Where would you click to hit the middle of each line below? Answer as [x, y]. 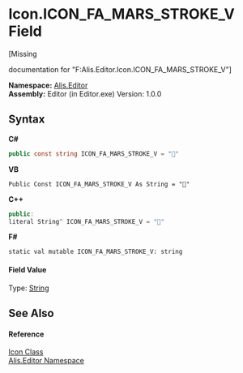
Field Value [28, 269]
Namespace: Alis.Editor [48, 85]
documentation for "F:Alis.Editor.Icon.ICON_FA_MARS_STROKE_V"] [120, 69]
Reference [26, 334]
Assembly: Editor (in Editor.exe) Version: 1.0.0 [85, 93]
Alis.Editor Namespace [47, 361]
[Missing [23, 54]
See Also [31, 313]
